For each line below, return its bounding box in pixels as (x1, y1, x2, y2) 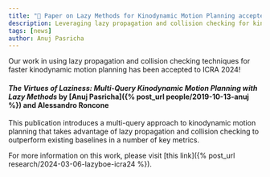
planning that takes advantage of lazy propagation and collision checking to (8, 126, 260, 137)
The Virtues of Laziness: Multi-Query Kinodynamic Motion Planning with (8, 83, 258, 93)
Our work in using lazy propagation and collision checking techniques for (8, 56, 251, 66)
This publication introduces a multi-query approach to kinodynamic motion (8, 118, 256, 128)
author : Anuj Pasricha (8, 34, 84, 43)
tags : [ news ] (8, 27, 52, 35)
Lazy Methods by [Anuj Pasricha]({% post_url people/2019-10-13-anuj (8, 92, 249, 101)
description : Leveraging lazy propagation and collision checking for (8, 19, 250, 27)
